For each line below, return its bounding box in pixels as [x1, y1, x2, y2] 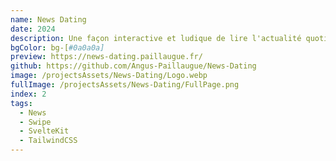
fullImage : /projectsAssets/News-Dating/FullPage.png [10, 80, 240, 90]
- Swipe [19, 117, 52, 127]
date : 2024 [10, 24, 56, 34]
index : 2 [10, 89, 47, 99]
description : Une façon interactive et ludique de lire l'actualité [10, 33, 302, 43]
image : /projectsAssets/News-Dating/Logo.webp [10, 71, 208, 81]
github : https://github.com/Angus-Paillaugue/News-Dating [10, 61, 257, 71]
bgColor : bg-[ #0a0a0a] [10, 42, 105, 53]
